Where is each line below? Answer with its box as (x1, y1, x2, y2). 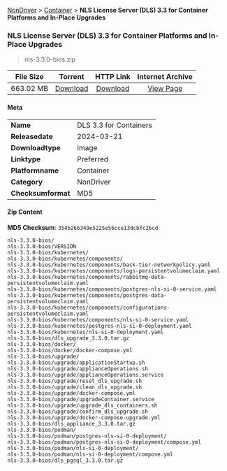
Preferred (76, 154, 109, 164)
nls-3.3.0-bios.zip (24, 55, 75, 64)
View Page (147, 84, 183, 94)
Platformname (10, 166, 59, 175)
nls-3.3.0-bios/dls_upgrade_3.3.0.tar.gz (7, 335, 130, 342)
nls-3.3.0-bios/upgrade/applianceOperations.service (7, 371, 164, 378)
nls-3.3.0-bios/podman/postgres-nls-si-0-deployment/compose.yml (7, 438, 201, 446)
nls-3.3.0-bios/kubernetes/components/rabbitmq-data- (7, 273, 168, 280)
